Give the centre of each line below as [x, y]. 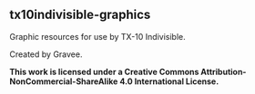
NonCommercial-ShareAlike [64, 81]
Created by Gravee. [46, 54]
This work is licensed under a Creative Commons [104, 71]
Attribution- [223, 71]
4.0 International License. [169, 81]
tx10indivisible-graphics [80, 15]
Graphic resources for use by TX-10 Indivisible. [97, 36]
